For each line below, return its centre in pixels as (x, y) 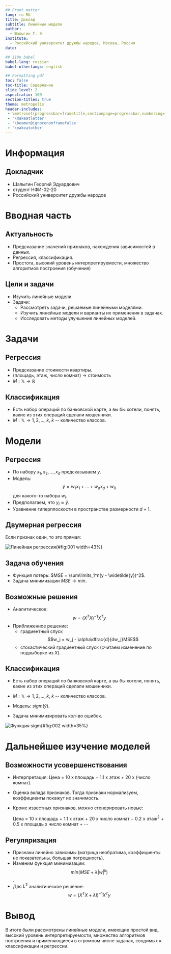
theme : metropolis (25, 104)
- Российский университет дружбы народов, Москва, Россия (73, 43)
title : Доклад (20, 19)
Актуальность (29, 234)
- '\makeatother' (26, 128)
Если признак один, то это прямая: (43, 537)
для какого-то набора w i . (40, 496)
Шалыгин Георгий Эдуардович (46, 184)
